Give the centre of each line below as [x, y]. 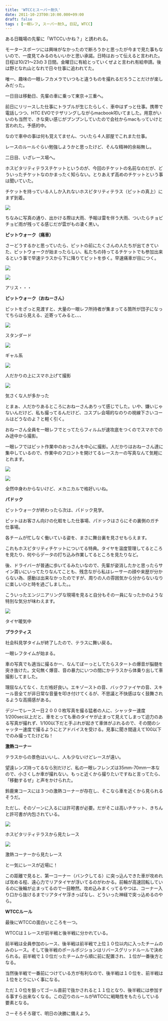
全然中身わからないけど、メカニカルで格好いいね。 [58, 489]
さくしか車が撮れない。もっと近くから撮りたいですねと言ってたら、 [93, 774]
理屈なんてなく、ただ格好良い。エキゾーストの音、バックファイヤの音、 [80, 687]
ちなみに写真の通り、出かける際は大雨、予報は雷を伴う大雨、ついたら [78, 218]
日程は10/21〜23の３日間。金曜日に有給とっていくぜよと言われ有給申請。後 [83, 62]
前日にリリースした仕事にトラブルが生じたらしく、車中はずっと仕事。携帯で [84, 107]
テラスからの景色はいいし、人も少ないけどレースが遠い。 [64, 757]
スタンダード [18, 335]
